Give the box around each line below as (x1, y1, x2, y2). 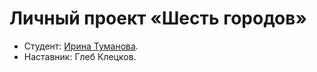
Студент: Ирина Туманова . (23, 40, 139, 52)
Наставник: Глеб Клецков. (23, 50, 137, 62)
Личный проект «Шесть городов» (9, 7, 307, 30)
